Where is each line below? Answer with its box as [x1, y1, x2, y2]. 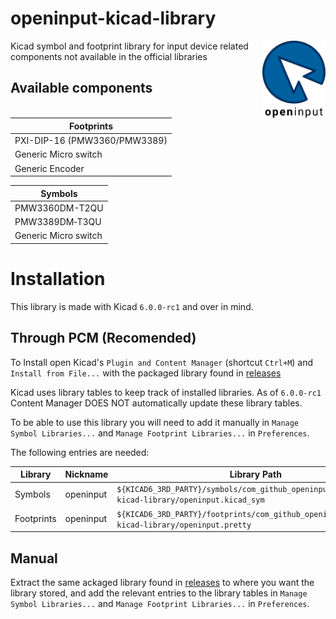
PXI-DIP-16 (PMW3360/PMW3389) [14, 135, 168, 147]
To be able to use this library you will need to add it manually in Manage [10, 416, 300, 428]
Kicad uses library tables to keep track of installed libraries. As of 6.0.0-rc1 [10, 386, 322, 398]
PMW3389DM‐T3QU [14, 216, 102, 228]
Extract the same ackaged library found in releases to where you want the [10, 576, 315, 588]
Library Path [229, 468, 282, 481]
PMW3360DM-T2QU [14, 202, 104, 214]
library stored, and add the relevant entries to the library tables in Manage [10, 587, 308, 599]
